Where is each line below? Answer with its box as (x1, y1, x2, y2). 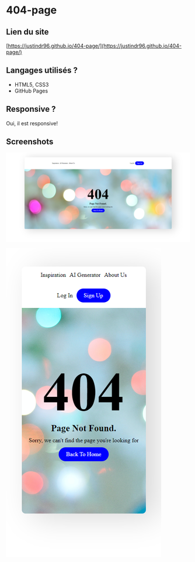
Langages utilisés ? (6, 66, 78, 76)
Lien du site (6, 27, 49, 37)
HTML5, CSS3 (14, 81, 49, 88)
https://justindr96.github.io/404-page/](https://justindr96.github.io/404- (8, 42, 182, 49)
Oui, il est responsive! (6, 119, 58, 126)
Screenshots (6, 137, 54, 147)
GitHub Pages (14, 87, 48, 94)
